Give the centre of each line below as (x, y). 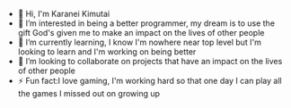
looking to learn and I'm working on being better (107, 52)
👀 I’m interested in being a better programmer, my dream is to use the (146, 23)
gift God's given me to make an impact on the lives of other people (141, 33)
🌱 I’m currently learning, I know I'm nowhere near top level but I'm (140, 42)
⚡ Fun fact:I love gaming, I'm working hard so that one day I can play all (150, 81)
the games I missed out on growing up (88, 93)
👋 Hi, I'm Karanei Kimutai (64, 14)
